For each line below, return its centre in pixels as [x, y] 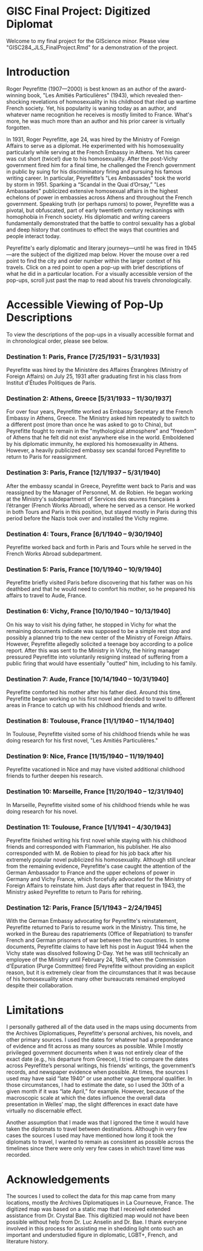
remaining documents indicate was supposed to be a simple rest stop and [98, 631]
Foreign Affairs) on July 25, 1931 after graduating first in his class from [94, 376]
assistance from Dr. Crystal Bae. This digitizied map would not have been [98, 1216]
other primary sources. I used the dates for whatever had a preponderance [100, 1040]
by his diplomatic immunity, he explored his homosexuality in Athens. [92, 444]
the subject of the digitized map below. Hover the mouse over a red [105, 254]
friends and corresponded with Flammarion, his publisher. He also [88, 847]
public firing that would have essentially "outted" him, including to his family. [102, 663]
